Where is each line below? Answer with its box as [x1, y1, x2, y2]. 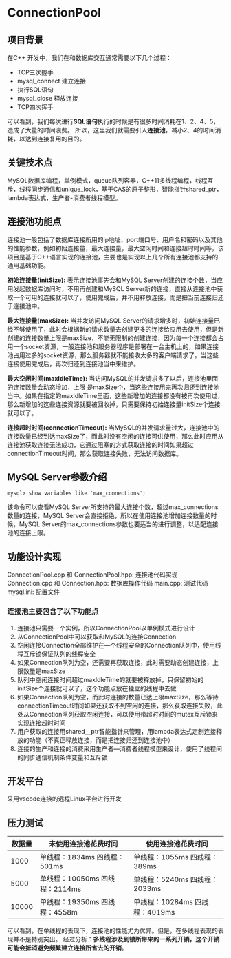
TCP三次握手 [16, 68, 54, 77]
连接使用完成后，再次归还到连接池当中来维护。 [7, 359, 140, 368]
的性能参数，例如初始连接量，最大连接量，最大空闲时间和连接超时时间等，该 [7, 243, 224, 252]
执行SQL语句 [16, 86, 54, 94]
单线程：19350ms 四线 [39, 897, 115, 907]
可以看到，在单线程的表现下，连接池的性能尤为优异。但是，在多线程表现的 [7, 926, 218, 935]
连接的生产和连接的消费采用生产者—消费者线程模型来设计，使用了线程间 [16, 744, 222, 752]
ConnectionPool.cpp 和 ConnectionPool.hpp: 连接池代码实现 [7, 570, 178, 579]
